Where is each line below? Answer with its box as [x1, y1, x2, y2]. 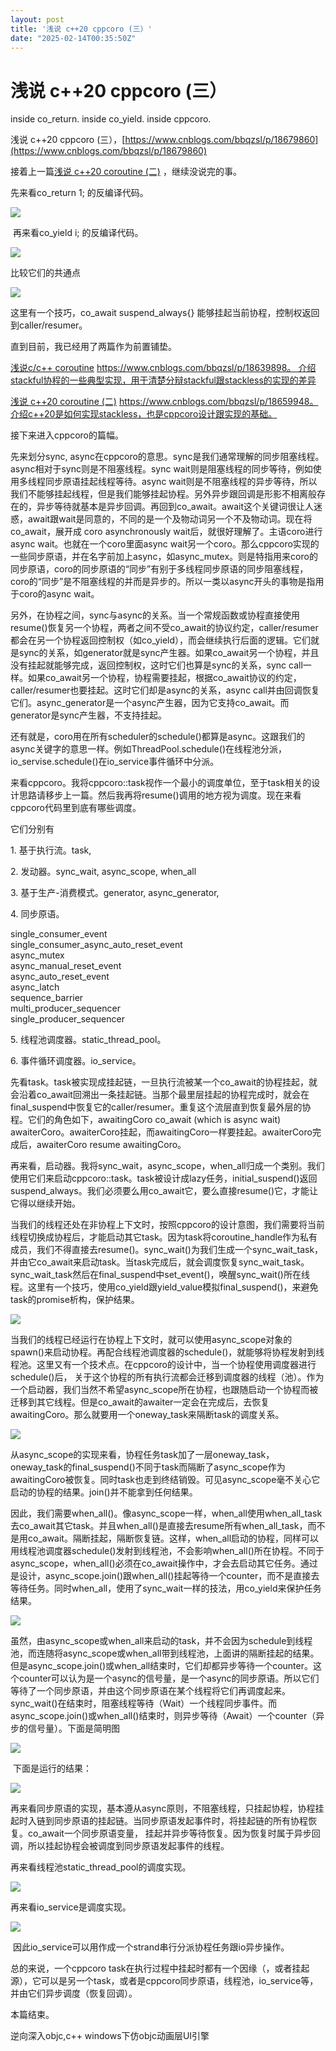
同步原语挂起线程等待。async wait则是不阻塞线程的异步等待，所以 [44, 476, 318, 488]
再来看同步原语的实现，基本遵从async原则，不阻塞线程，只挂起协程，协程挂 [10, 1802, 325, 1815]
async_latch [10, 981, 60, 993]
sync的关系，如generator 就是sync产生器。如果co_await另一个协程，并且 [18, 647, 320, 659]
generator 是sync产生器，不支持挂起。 [10, 709, 167, 721]
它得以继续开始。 [10, 1197, 81, 1210]
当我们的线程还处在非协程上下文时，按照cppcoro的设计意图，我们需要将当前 [10, 1219, 325, 1231]
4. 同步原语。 [10, 908, 65, 920]
